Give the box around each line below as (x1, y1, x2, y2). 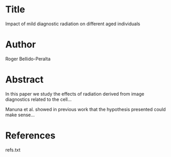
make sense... (5, 112, 35, 118)
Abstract (5, 74, 44, 85)
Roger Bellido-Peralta (5, 56, 51, 62)
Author (5, 39, 36, 50)
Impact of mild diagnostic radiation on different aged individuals (5, 21, 140, 27)
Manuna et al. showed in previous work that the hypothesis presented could (5, 106, 166, 112)
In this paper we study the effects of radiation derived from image (5, 91, 145, 97)
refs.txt (5, 147, 21, 153)
